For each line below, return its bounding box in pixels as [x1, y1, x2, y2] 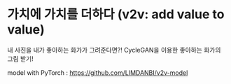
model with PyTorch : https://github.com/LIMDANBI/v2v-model [7, 68, 188, 77]
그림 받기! [7, 54, 34, 63]
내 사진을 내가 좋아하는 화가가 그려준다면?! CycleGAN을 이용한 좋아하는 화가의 [7, 45, 221, 54]
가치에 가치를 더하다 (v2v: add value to [7, 6, 225, 22]
